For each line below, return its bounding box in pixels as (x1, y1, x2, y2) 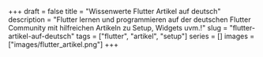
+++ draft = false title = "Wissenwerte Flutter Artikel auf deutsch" (8, 7, 221, 16)
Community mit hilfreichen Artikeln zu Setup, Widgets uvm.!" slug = (8, 23, 228, 32)
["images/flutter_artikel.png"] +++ (8, 40, 119, 49)
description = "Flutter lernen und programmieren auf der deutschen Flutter (8, 15, 251, 24)
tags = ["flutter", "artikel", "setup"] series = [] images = (76, 31, 255, 41)
